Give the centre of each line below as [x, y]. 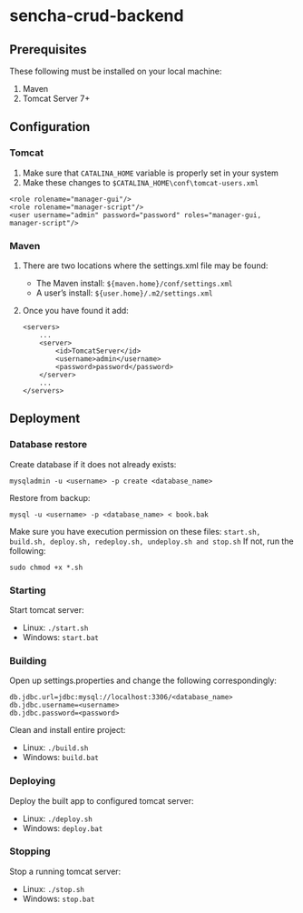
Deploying [33, 781]
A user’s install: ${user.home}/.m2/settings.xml [124, 293]
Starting [28, 590]
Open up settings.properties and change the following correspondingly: [143, 681]
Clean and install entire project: [68, 730]
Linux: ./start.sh [55, 627]
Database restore [49, 445]
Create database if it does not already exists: [93, 464]
